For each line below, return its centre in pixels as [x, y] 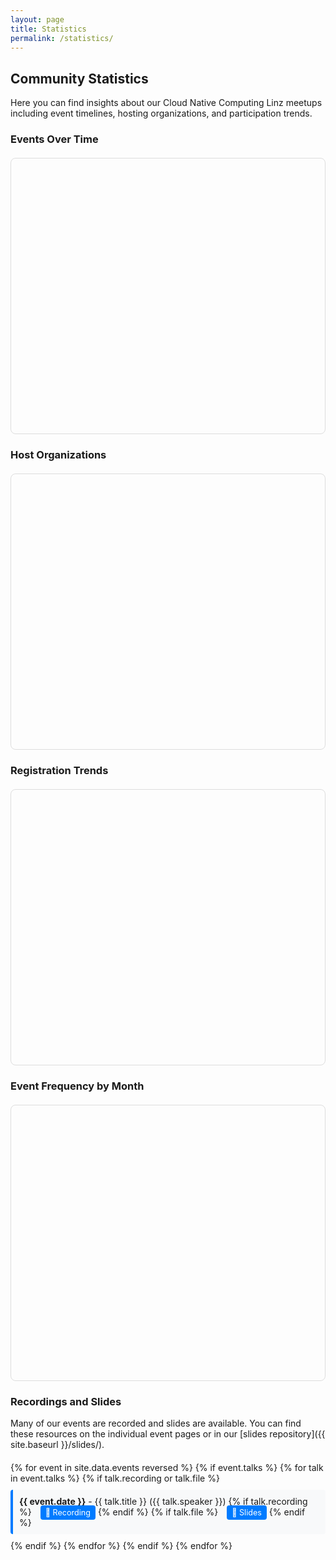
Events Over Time [54, 139]
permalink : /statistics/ [62, 38]
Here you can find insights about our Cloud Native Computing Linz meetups [166, 103]
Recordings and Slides [66, 1401]
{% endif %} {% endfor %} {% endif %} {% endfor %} [121, 1546]
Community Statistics [79, 78]
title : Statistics [48, 29]
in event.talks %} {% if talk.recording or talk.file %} [115, 1478]
